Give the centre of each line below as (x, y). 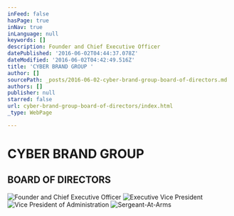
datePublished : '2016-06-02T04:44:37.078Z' (73, 54)
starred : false (30, 100)
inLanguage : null (33, 34)
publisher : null (31, 93)
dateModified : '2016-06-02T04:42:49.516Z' (71, 60)
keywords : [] (27, 40)
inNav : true (25, 27)
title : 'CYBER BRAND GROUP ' (50, 67)
